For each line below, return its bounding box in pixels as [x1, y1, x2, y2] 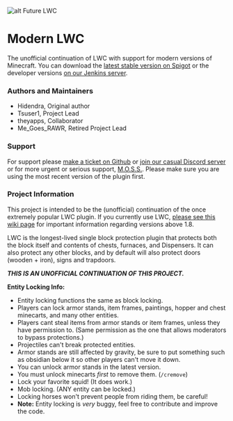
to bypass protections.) [17, 333, 84, 341]
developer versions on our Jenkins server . [7, 68, 128, 77]
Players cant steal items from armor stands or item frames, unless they [17, 318, 220, 326]
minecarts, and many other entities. [17, 310, 120, 319]
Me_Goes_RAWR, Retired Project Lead [17, 124, 127, 132]
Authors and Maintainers [7, 86, 94, 95]
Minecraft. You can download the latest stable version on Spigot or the [7, 61, 209, 70]
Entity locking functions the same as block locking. [17, 296, 163, 304]
